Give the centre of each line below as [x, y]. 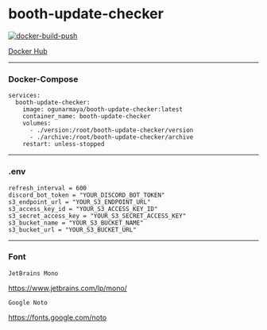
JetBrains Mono [33, 273]
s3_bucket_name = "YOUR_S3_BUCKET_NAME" [76, 223]
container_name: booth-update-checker [87, 117]
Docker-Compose [43, 79]
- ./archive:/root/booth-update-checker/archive [111, 137]
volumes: [37, 124]
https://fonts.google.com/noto [58, 317]
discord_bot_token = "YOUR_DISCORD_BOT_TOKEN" [87, 195]
